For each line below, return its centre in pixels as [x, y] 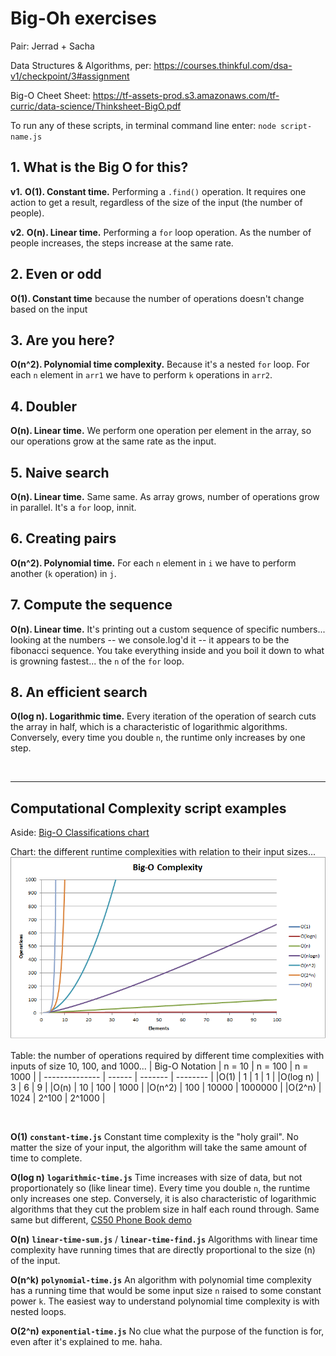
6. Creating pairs [63, 538]
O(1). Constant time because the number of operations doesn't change [157, 298]
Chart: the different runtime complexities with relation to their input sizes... [163, 852]
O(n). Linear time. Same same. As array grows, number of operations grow [165, 496]
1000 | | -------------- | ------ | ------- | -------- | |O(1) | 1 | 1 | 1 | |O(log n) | [165, 1077]
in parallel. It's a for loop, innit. [73, 507]
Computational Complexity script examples [148, 808]
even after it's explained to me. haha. [86, 1342]
